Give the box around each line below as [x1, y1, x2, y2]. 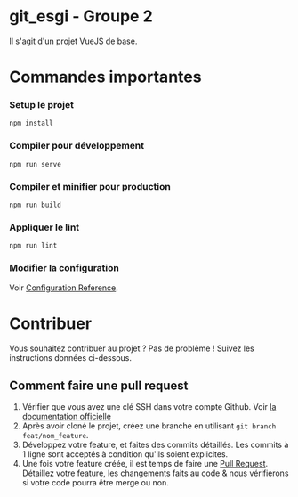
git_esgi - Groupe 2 [9, 6, 153, 27]
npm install [9, 118, 53, 128]
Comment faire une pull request [9, 378, 189, 393]
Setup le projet [9, 99, 74, 111]
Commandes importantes [9, 67, 202, 87]
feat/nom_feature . [21, 430, 89, 441]
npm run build [9, 200, 62, 210]
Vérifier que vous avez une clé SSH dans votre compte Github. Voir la [21, 402, 277, 412]
